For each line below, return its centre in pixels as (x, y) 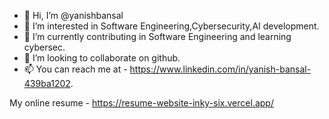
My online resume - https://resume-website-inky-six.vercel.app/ (141, 103)
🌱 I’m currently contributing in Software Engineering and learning (157, 36)
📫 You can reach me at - (75, 69)
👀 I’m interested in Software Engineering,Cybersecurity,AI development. (171, 26)
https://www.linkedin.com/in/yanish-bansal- (220, 69)
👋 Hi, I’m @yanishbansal (73, 15)
